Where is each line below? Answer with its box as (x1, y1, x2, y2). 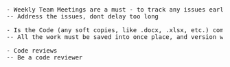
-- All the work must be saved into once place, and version (6, 33, 217, 40)
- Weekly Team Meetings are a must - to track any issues (6, 6, 206, 13)
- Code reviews (6, 47, 58, 54)
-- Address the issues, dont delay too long (6, 13, 159, 20)
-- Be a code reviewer (6, 54, 83, 61)
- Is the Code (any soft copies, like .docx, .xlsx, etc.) (6, 27, 210, 33)
